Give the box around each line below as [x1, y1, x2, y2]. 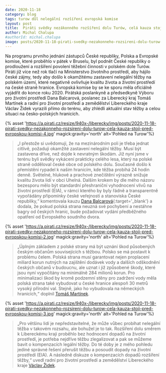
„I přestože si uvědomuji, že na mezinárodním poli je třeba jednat [17, 140, 149, 146]
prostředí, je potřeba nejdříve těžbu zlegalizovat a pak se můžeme [17, 336, 152, 342]
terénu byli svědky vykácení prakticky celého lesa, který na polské [17, 156, 153, 162]
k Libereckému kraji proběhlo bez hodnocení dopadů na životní [17, 331, 146, 336]
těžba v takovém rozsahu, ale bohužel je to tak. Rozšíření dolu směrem [17, 326, 161, 332]
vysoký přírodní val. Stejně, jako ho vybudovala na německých [17, 285, 145, 291]
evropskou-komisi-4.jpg [5, 130, 54, 136]
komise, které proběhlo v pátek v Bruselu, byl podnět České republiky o [5, 58, 151, 64]
